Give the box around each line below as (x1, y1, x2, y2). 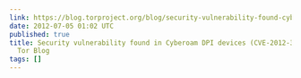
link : (9, 13, 30, 22)
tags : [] (9, 55, 42, 64)
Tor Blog (17, 47, 50, 56)
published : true (9, 30, 70, 39)
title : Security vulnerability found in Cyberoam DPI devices (9, 38, 246, 48)
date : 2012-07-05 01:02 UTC (9, 22, 115, 30)
